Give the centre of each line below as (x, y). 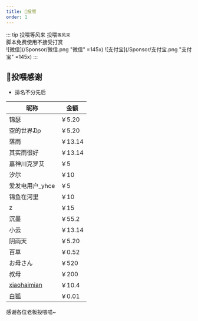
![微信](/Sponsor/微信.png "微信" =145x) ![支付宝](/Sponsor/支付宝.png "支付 (99, 49)
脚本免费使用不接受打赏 (34, 42)
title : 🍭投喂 (21, 11)
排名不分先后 (30, 92)
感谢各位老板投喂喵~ (31, 312)
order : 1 (17, 17)
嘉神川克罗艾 (27, 164)
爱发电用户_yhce (32, 186)
